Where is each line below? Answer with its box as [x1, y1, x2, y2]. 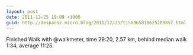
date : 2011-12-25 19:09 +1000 [6, 14, 81, 20]
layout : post [6, 8, 38, 15]
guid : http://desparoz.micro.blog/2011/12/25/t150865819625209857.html [6, 20, 186, 25]
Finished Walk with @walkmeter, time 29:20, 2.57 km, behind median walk [6, 36, 187, 43]
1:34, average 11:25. [6, 42, 54, 49]
